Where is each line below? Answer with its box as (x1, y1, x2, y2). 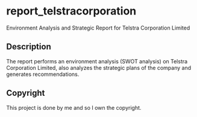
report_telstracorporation (6, 4, 137, 18)
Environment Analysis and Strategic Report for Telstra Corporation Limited (6, 24, 190, 31)
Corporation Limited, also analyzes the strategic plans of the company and (6, 64, 192, 71)
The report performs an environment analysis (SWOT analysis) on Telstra (6, 57, 188, 65)
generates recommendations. (6, 71, 80, 78)
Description (6, 42, 51, 52)
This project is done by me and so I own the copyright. (6, 104, 142, 111)
